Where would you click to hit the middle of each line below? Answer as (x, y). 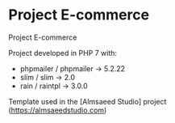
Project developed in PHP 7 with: (63, 53)
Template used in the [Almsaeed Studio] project (87, 101)
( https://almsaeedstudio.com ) (58, 110)
